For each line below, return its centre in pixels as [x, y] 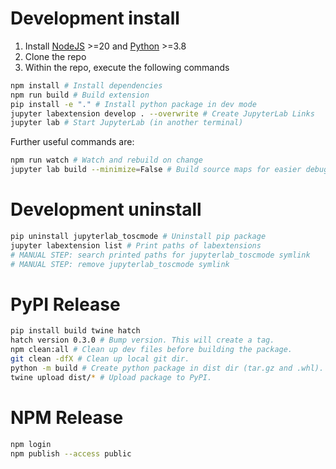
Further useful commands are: [72, 142]
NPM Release [67, 417]
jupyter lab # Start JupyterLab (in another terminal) [127, 123]
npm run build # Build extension [80, 95]
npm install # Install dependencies [86, 85]
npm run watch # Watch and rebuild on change [106, 160]
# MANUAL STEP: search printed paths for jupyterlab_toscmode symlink [160, 255]
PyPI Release [65, 304]
